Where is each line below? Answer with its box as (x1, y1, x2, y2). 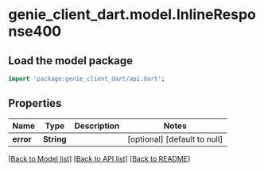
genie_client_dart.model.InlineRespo (8, 6, 257, 24)
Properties (8, 97, 62, 110)
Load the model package (8, 54, 134, 67)
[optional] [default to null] (126, 133, 223, 144)
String (42, 133, 67, 144)
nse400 (8, 22, 62, 40)
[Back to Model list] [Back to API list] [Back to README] (8, 154, 191, 163)
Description (74, 120, 120, 131)
